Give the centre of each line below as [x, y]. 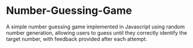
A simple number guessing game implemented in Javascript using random [96, 27]
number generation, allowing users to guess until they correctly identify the [96, 32]
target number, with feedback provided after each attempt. [77, 39]
